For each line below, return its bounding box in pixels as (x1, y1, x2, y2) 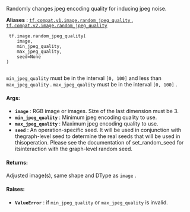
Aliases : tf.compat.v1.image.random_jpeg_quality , (6, 17, 134, 23)
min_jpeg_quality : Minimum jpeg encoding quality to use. (14, 114, 157, 121)
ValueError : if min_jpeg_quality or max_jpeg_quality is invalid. (14, 198, 168, 206)
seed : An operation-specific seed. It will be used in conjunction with (14, 127, 182, 134)
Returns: (6, 159, 28, 166)
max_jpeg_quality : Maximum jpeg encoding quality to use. (14, 120, 159, 127)
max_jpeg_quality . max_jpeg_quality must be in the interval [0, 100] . (6, 81, 178, 88)
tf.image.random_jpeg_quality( (8, 33, 86, 39)
